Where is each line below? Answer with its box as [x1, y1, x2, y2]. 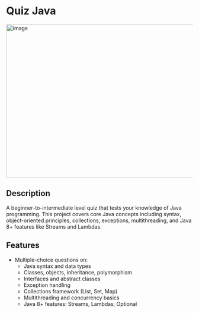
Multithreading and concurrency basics [23, 294, 120, 301]
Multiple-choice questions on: [14, 256, 88, 263]
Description [6, 188, 50, 198]
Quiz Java [6, 4, 56, 18]
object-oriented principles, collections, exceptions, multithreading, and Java [6, 217, 192, 224]
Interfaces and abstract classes [23, 275, 101, 282]
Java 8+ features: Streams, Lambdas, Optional [23, 300, 137, 307]
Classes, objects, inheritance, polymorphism [23, 268, 132, 276]
